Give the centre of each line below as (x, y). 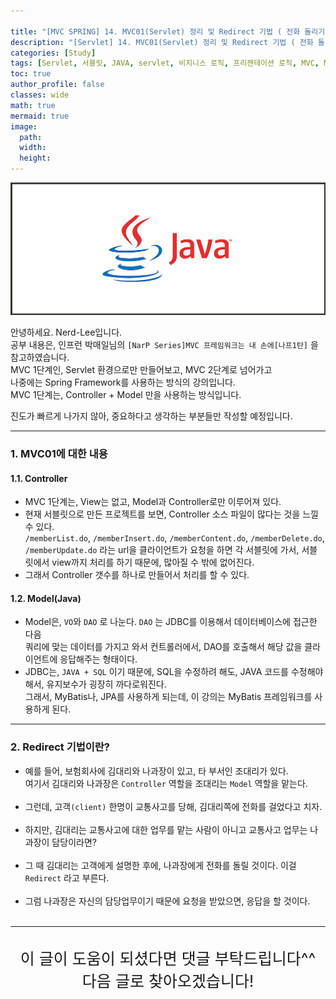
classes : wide (40, 95)
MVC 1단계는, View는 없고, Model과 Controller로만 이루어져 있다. (153, 502)
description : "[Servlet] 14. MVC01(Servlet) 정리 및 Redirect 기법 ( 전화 (162, 42)
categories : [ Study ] (53, 53)
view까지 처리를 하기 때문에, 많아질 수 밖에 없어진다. (153, 562)
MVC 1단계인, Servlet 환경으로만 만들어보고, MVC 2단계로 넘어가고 (141, 370)
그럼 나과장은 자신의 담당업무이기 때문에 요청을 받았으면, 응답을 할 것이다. (167, 901)
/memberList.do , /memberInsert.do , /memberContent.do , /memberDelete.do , (174, 538)
